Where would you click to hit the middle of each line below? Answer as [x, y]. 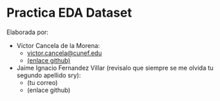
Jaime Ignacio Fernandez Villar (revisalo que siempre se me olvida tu [115, 68]
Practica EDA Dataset [69, 13]
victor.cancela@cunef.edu [64, 53]
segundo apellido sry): [49, 75]
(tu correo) [42, 82]
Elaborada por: [28, 32]
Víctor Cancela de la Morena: [58, 45]
